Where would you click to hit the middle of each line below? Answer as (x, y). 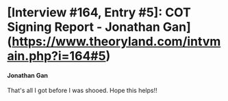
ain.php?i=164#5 (56, 56)
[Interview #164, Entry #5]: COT (99, 13)
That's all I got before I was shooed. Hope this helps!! (82, 91)
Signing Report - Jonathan (84, 27)
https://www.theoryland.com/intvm (116, 42)
